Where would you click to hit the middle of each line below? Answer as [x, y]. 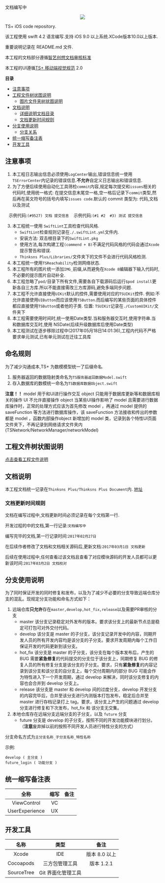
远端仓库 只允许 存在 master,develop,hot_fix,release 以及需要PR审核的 [82, 610]
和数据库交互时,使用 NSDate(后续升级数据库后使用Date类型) [73, 324]
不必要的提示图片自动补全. [39, 275]
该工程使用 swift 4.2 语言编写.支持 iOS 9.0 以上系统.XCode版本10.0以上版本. [82, 36]
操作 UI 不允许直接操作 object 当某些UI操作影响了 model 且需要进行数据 [86, 400]
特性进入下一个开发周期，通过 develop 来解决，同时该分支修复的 [89, 677]
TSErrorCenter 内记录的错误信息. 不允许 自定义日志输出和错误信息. [77, 180]
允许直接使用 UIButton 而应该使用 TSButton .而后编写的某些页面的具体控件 [84, 300]
